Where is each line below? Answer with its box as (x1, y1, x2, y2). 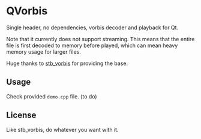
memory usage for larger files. (6, 48, 81, 55)
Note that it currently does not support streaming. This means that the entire (6, 35, 195, 42)
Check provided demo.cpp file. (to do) (6, 92, 97, 100)
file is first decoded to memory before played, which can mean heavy (6, 42, 178, 49)
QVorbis (6, 4, 48, 18)
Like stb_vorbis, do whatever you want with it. (6, 126, 119, 133)
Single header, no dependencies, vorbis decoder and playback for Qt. (6, 24, 179, 31)
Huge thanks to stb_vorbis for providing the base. (6, 60, 128, 67)
